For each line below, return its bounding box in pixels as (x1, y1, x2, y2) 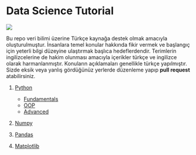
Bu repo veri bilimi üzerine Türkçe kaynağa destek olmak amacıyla (6, 34, 168, 42)
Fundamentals (23, 95, 59, 102)
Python (14, 84, 33, 91)
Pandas (14, 131, 34, 138)
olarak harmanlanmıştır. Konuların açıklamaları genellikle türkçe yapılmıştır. (6, 60, 188, 67)
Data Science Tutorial (6, 4, 114, 18)
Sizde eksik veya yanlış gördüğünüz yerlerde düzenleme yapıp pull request (6, 66, 191, 73)
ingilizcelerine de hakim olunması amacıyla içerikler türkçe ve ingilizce (6, 53, 178, 60)
